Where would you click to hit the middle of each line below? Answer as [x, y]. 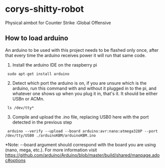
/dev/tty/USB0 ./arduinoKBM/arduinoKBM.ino [51, 135]
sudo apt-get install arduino [38, 74]
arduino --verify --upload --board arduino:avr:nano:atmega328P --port [82, 131]
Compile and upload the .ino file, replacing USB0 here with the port [81, 117]
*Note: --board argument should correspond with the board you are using [81, 144]
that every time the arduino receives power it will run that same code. [76, 55]
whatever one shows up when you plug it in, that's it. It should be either [85, 93]
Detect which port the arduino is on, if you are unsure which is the [79, 83]
